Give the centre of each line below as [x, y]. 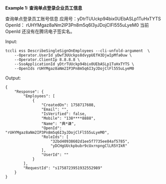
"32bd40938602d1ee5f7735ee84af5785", [90, 141]
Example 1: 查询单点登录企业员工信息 [44, 8]
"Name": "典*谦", [59, 124]
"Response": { [29, 92]
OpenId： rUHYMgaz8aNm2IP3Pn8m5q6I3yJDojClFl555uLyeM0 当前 [77, 25]
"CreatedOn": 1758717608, [68, 105]
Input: [11, 42]
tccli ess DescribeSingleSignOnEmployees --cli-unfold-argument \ [78, 51]
